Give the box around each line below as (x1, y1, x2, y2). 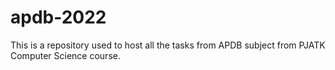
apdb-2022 (10, 6, 107, 29)
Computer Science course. (10, 49, 121, 61)
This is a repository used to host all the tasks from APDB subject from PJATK (10, 39, 326, 51)
